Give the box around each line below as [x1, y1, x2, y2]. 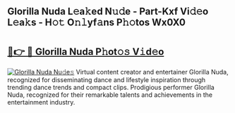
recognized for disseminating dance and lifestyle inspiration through [7, 76, 206, 84]
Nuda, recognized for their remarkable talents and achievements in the [7, 91, 213, 99]
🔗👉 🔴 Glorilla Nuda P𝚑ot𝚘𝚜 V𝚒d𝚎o [7, 46, 164, 58]
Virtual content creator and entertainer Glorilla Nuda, [76, 68, 229, 76]
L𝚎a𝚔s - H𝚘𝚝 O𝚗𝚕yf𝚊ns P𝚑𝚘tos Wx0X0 [7, 17, 186, 29]
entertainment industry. [7, 98, 76, 106]
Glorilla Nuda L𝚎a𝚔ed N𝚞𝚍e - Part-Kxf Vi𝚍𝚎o [7, 6, 209, 18]
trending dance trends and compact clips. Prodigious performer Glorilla [7, 84, 215, 91]
